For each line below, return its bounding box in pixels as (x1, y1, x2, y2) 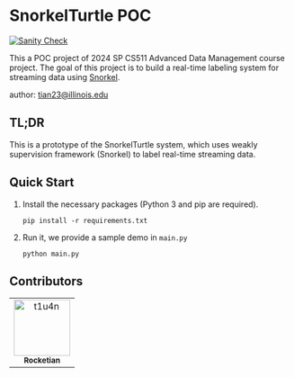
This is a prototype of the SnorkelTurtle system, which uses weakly (9, 139, 258, 149)
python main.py (22, 249, 80, 258)
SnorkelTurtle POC (9, 5, 152, 26)
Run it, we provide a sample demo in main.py (22, 231, 188, 243)
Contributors (9, 274, 84, 289)
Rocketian (23, 355, 61, 365)
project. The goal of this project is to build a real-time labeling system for (9, 62, 280, 73)
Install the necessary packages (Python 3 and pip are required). (22, 199, 259, 210)
